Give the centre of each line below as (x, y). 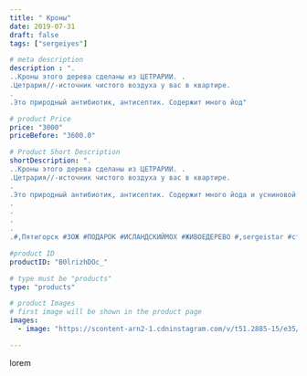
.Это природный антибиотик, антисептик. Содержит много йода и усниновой (153, 194)
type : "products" (42, 287)
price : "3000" (37, 127)
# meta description (47, 60)
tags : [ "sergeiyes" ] (49, 43)
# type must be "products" (61, 278)
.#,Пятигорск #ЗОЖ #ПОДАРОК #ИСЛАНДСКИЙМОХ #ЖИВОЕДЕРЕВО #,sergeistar (147, 237)
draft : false (34, 35)
